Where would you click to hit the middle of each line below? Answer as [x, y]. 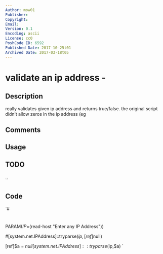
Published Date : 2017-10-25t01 [38, 48]
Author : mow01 [20, 10]
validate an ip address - [56, 77]
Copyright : [17, 19]
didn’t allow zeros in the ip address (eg [46, 114]
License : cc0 [19, 39]
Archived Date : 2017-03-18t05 [37, 52]
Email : [12, 24]
